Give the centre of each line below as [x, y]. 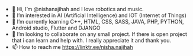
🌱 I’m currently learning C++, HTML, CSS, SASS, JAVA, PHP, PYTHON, [98, 22]
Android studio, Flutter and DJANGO [56, 28]
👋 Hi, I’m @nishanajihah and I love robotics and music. [78, 9]
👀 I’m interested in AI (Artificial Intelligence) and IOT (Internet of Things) [99, 15]
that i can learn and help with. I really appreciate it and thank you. [91, 40]
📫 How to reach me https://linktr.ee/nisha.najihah [72, 47]
